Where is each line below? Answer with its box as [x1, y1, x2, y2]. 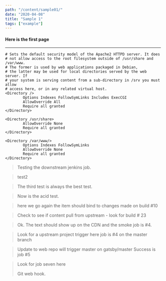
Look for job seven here [17, 261, 66, 267]
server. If [5, 74, 28, 79]
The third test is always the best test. [17, 184, 93, 189]
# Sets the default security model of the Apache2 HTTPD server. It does [5, 52, 161, 57]
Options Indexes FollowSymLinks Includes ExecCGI [23, 95, 127, 100]
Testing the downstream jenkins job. [17, 164, 91, 171]
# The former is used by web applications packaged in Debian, [5, 65, 138, 70]
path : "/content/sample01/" [5, 7, 63, 12]
